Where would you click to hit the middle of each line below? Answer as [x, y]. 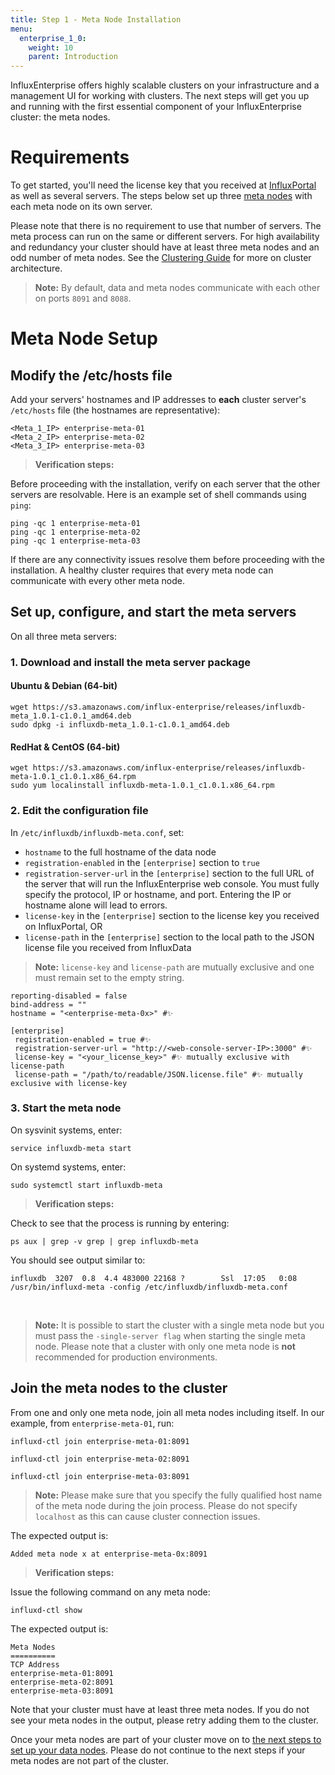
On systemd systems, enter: [68, 1167]
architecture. [36, 268]
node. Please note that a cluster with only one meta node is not [165, 1346]
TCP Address [35, 1664]
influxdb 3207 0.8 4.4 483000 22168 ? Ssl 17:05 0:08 [154, 1278]
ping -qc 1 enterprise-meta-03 [75, 541]
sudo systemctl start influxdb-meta [86, 1185]
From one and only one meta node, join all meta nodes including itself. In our [167, 1412]
